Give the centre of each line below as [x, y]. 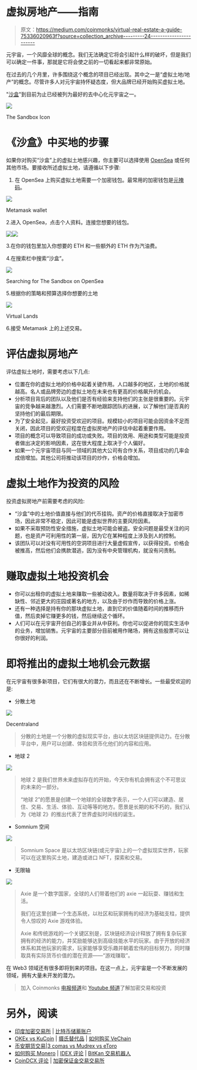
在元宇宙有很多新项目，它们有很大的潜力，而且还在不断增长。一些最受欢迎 [96, 681]
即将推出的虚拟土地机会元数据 [78, 664]
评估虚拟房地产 [42, 354]
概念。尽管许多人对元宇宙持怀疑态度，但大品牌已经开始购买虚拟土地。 [103, 82]
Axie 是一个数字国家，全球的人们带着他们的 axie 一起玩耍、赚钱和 [100, 893]
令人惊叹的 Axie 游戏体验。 [53, 921]
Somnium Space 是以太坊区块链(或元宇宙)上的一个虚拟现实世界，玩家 [104, 850]
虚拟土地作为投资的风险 [63, 484]
